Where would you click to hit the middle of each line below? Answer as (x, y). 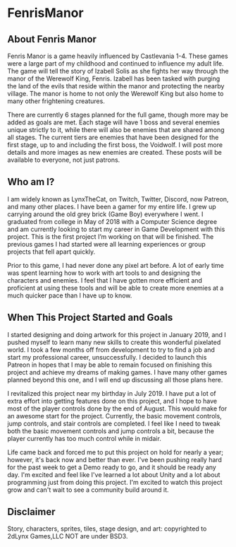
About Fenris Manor (52, 39)
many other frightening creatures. (56, 101)
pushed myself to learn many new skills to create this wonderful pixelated (114, 342)
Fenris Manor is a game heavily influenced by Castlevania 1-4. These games (118, 56)
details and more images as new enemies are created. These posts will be (114, 152)
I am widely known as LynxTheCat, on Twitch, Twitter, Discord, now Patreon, (118, 199)
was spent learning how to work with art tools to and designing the (104, 273)
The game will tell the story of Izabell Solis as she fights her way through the (118, 71)
